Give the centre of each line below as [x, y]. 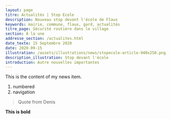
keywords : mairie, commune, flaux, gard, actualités [63, 24]
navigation [24, 92]
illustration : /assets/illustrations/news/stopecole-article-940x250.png [86, 53]
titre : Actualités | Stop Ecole [40, 15]
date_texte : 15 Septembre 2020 [39, 43]
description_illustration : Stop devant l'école [57, 57]
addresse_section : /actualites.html [44, 39]
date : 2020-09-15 [24, 48]
